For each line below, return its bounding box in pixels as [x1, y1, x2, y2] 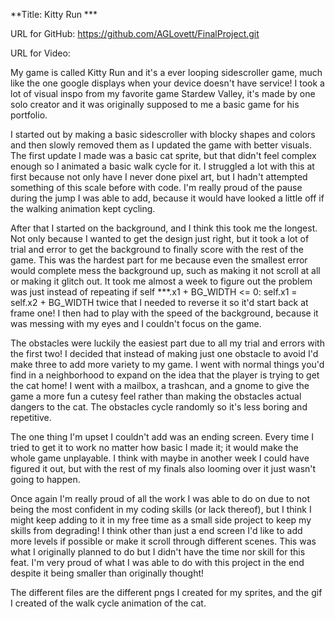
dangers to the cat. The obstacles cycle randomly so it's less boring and [10, 401, 308, 413]
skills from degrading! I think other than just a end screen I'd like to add [10, 525, 303, 536]
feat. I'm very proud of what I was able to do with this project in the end [10, 557, 305, 568]
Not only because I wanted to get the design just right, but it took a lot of [10, 233, 310, 244]
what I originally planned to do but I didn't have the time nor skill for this [10, 546, 306, 558]
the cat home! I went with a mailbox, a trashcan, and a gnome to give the [10, 380, 310, 391]
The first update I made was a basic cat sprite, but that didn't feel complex [10, 150, 317, 161]
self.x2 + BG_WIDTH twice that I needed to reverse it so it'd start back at [10, 297, 309, 308]
